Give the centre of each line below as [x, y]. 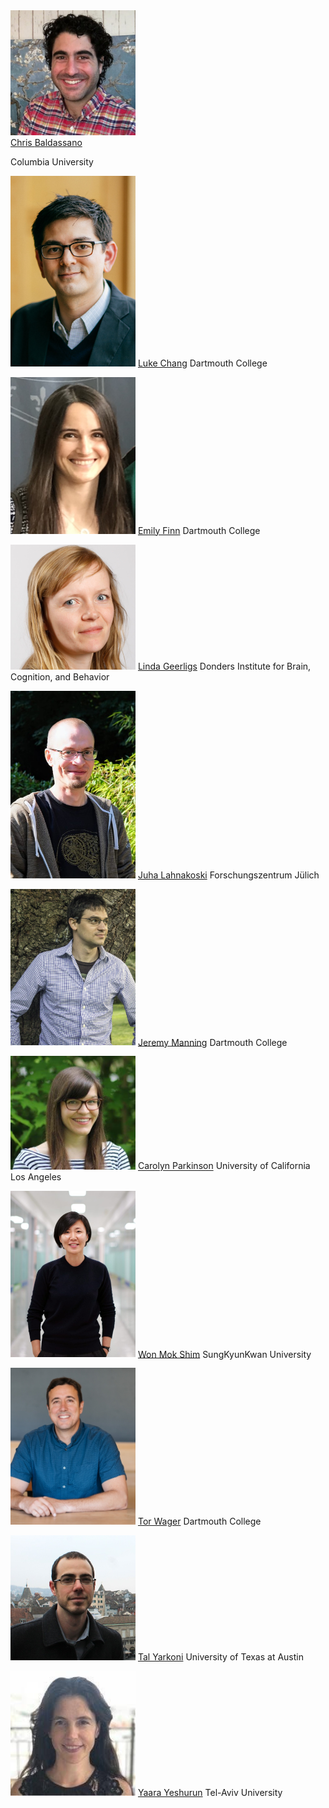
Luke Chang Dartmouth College [202, 363]
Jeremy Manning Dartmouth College [212, 1042]
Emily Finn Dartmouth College [199, 530]
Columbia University [52, 162]
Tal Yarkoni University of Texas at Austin [221, 1657]
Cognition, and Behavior [60, 676]
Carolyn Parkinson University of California [224, 1166]
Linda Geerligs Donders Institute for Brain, [224, 666]
